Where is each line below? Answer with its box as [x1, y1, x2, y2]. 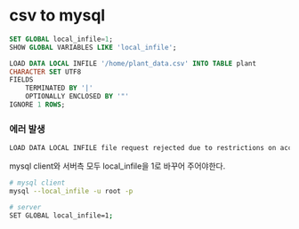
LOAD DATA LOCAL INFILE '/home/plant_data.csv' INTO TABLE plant [9, 59, 256, 67]
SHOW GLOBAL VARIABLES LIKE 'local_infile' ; [9, 43, 177, 51]
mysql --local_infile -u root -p [9, 186, 133, 195]
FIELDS [9, 75, 34, 84]
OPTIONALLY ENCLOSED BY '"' [25, 92, 129, 101]
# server [9, 202, 42, 211]
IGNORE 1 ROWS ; [9, 100, 66, 109]
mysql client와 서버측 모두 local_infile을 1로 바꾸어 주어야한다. [9, 161, 226, 171]
